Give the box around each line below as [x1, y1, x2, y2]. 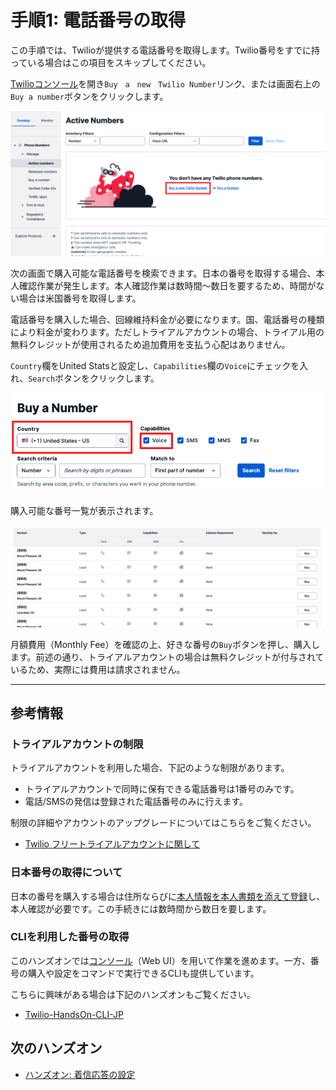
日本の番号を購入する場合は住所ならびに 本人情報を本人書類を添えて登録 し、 [10, 890, 326, 902]
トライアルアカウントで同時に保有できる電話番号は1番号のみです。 [24, 783, 300, 795]
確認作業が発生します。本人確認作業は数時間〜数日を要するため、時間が [18, 280, 317, 292]
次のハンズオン [10, 1040, 103, 1057]
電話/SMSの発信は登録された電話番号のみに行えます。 [24, 796, 249, 808]
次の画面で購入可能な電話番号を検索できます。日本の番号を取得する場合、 [10, 267, 317, 280]
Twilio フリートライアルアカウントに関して [24, 838, 201, 850]
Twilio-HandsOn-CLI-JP [24, 1008, 124, 1020]
